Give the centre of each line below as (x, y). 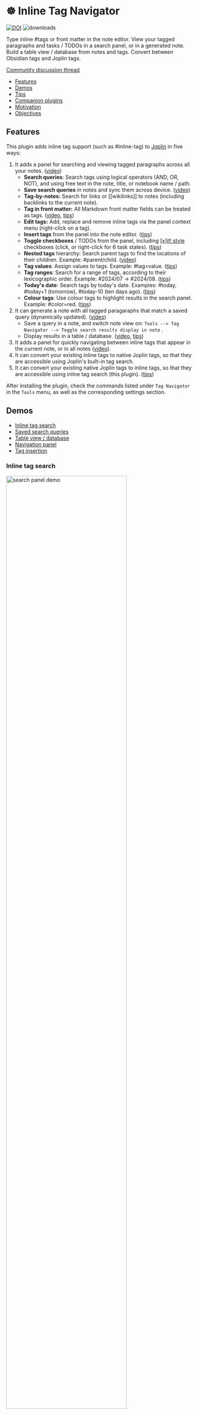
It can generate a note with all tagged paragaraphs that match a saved (101, 310)
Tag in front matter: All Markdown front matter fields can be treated (107, 209)
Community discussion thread (43, 69)
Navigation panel (35, 444)
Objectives (28, 113)
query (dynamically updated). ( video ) (60, 317)
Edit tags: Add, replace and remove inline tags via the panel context (107, 221)
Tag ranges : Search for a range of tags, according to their (95, 272)
